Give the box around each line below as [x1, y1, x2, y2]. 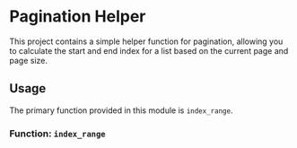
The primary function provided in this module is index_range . [9, 105, 233, 116]
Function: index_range [9, 127, 106, 140]
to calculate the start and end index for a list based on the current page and [9, 45, 289, 56]
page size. [9, 55, 48, 65]
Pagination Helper [9, 6, 146, 27]
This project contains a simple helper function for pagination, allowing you [9, 36, 284, 47]
